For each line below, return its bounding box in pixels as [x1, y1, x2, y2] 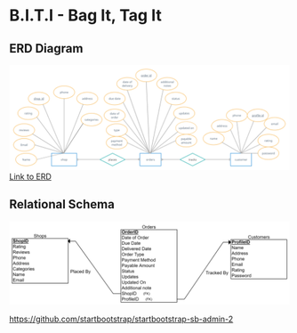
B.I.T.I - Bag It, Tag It [9, 5, 162, 26]
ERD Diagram [9, 41, 84, 56]
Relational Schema [9, 197, 116, 212]
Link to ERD [9, 171, 52, 182]
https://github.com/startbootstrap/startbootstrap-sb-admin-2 [9, 313, 234, 325]
